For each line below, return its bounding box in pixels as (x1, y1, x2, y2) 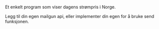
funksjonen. (5, 19, 29, 24)
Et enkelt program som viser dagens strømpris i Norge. (5, 4, 116, 10)
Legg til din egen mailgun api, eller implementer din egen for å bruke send (5, 14, 155, 19)
